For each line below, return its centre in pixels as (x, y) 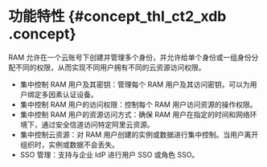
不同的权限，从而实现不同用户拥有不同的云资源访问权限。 (110, 67)
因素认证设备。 (73, 94)
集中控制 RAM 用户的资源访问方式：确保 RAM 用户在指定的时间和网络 (135, 114)
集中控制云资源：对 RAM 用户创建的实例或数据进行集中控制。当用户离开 (139, 134)
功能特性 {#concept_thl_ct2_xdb (117, 16)
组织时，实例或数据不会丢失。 (69, 145)
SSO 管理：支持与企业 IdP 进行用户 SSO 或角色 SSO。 (109, 154)
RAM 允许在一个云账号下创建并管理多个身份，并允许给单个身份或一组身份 (130, 57)
